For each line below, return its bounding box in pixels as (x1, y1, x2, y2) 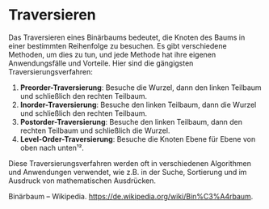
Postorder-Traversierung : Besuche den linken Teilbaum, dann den (19, 117, 242, 126)
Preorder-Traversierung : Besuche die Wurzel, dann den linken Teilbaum (19, 83, 262, 92)
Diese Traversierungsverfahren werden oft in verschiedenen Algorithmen (8, 158, 252, 168)
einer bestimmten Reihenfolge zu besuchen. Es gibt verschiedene (8, 41, 228, 50)
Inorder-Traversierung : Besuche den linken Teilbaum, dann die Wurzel (19, 100, 257, 109)
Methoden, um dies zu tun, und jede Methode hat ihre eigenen (8, 49, 216, 59)
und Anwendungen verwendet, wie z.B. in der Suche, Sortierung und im (8, 167, 247, 177)
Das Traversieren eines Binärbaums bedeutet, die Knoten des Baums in (8, 32, 246, 42)
